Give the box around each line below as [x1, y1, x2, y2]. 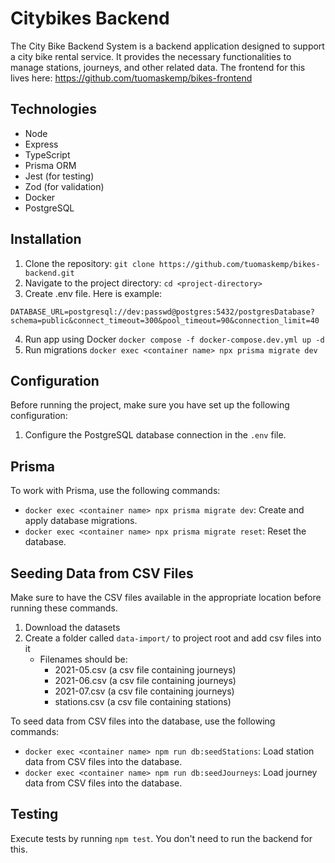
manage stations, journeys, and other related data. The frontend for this [10, 61, 306, 73]
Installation [10, 231, 82, 248]
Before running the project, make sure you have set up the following [10, 399, 290, 411]
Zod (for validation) [24, 180, 105, 192]
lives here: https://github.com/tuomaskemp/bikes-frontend [10, 72, 253, 84]
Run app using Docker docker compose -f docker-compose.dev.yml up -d [24, 333, 325, 345]
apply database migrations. [24, 515, 138, 527]
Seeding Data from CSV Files [10, 565, 194, 582]
